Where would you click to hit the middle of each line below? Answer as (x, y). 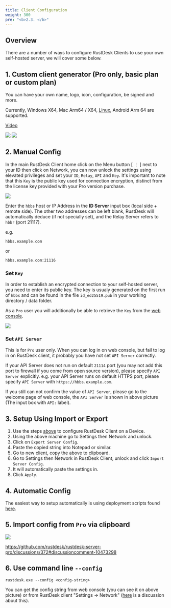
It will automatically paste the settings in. (55, 469)
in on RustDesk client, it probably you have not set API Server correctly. (81, 356)
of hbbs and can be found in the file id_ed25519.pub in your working (76, 295)
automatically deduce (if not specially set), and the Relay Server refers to (82, 216)
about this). (17, 600)
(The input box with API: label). (38, 402)
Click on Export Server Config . (45, 442)
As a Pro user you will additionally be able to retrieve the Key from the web (83, 311)
